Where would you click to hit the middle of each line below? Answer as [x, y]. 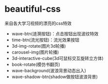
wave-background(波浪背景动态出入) [49, 70]
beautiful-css [33, 9]
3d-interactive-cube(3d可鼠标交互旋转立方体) [57, 58]
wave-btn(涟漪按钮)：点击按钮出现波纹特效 [55, 33]
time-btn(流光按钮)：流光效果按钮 [45, 40]
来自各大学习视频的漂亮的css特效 [38, 23]
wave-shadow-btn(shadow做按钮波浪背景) [55, 77]
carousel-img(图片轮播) [35, 52]
